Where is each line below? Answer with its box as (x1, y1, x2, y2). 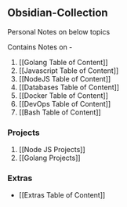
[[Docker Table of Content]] (18, 90, 109, 100)
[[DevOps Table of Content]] (18, 99, 111, 108)
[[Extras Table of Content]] (18, 191, 106, 200)
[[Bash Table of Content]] (18, 107, 101, 117)
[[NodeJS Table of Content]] (18, 74, 111, 83)
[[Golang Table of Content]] (18, 57, 108, 67)
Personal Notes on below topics (7, 27, 111, 36)
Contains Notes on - (7, 42, 73, 52)
